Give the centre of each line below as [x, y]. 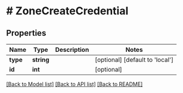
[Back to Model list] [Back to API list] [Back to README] [75, 84]
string [41, 60]
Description [72, 50]
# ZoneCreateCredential [67, 11]
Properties [26, 33]
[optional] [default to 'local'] [134, 60]
